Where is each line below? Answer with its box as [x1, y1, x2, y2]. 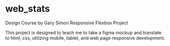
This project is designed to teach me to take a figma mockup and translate [5, 29, 162, 35]
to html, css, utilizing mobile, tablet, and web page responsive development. [5, 35, 165, 41]
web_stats [5, 3, 50, 15]
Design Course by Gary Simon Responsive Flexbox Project [5, 20, 129, 26]
